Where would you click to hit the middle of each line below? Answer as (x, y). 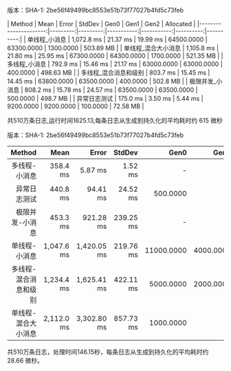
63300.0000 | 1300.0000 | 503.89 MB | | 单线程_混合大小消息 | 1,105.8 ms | (113, 48)
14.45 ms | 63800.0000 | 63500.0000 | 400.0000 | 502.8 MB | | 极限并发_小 (115, 81)
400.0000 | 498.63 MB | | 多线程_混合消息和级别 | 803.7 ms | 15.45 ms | (109, 72)
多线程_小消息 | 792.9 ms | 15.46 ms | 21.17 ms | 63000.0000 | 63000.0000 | (115, 64)
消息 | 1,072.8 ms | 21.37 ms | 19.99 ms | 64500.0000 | (131, 39)
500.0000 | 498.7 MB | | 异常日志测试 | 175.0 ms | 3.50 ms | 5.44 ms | (106, 98)
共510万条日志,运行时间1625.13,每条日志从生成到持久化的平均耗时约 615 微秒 (115, 120)
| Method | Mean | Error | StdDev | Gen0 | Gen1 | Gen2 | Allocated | (101, 24)
